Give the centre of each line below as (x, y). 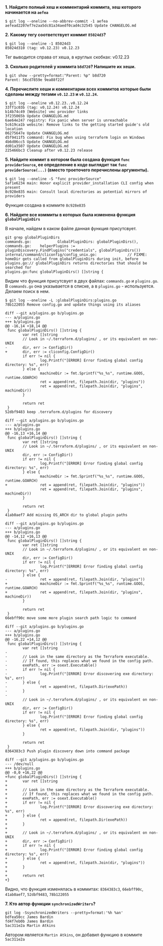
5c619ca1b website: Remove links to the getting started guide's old (77, 125)
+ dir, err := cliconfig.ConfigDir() (50, 352)
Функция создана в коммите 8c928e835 (45, 205)
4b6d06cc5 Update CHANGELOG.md (37, 142)
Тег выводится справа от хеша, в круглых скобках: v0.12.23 (67, 57)
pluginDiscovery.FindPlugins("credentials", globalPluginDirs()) (73, 250)
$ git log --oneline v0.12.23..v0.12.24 (47, 103)
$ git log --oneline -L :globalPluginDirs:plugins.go (61, 300)
